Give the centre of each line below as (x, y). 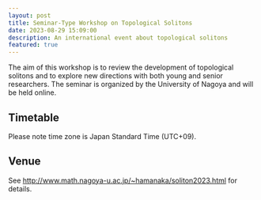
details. (20, 189)
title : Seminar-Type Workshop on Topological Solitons (100, 23)
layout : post (30, 15)
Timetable (34, 117)
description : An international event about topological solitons (118, 38)
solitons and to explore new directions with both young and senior (116, 76)
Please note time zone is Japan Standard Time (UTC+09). (102, 136)
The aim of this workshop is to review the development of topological (121, 67)
